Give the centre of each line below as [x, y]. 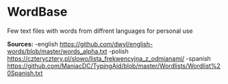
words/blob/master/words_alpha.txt [57, 51]
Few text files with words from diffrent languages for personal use [100, 31]
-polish [118, 51]
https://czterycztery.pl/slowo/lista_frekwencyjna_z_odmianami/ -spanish [109, 58]
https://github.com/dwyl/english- [106, 44]
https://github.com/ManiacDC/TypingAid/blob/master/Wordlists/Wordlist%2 [114, 66]
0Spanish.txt [25, 73]
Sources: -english [33, 44]
